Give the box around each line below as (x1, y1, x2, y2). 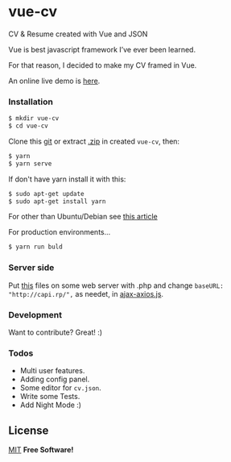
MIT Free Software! (8, 445, 74, 455)
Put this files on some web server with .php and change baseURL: (8, 281, 224, 290)
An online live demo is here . (8, 76, 101, 85)
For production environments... (8, 227, 111, 237)
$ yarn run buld (8, 243, 63, 252)
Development (8, 309, 63, 320)
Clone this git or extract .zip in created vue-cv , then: (8, 136, 179, 146)
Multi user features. (19, 366, 85, 376)
